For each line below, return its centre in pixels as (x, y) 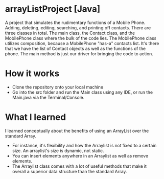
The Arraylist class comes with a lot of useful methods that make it (79, 166)
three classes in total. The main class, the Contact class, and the (70, 33)
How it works (32, 74)
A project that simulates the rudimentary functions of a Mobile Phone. (75, 22)
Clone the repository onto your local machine (58, 87)
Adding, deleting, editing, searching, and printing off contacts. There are (78, 27)
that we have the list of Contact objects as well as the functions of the (75, 48)
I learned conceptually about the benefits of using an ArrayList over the (77, 131)
